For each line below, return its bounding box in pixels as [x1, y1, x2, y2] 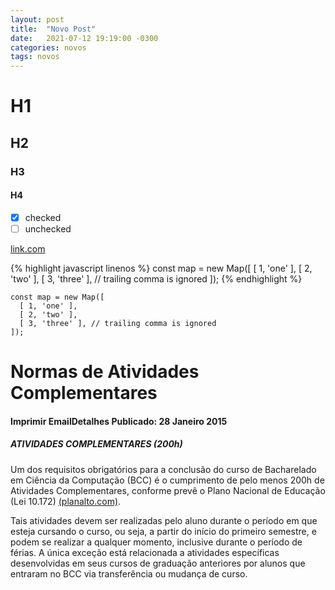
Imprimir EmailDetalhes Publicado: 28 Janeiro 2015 [10, 415, 228, 427]
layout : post [10, 14, 65, 25]
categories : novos [10, 42, 87, 53]
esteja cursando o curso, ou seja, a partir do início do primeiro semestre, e [10, 525, 317, 537]
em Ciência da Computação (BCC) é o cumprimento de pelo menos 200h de [10, 474, 325, 486]
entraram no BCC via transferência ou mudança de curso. [10, 567, 248, 580]
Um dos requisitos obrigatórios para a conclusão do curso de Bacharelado [10, 463, 317, 475]
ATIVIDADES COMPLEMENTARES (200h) [10, 438, 183, 450]
